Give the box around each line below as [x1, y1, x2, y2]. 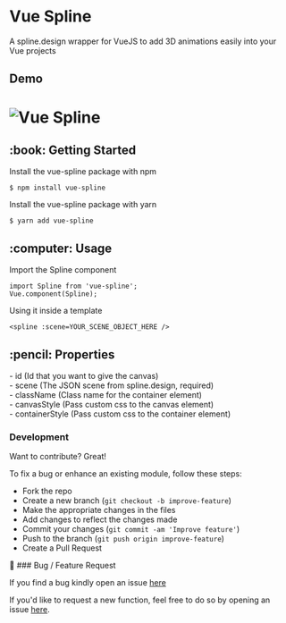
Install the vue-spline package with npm [9, 166, 157, 177]
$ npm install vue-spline [9, 183, 105, 193]
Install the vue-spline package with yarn [9, 199, 157, 210]
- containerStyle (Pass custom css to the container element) [9, 408, 231, 419]
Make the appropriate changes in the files [21, 505, 176, 516]
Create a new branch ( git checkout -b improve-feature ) [21, 495, 232, 506]
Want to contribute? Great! [9, 451, 107, 462]
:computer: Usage [9, 240, 113, 256]
